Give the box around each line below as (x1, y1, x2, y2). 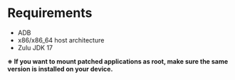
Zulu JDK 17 (17, 43, 53, 52)
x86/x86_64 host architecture (17, 35, 105, 44)
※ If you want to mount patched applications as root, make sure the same (7, 57, 229, 65)
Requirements (7, 5, 93, 21)
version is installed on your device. (7, 64, 113, 73)
